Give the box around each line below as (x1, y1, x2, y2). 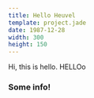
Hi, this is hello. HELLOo (8, 62, 87, 71)
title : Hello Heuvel (8, 11, 77, 20)
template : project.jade (8, 19, 87, 27)
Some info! (8, 82, 51, 93)
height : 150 (8, 41, 47, 49)
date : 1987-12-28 (8, 26, 66, 34)
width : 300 (8, 33, 44, 42)
